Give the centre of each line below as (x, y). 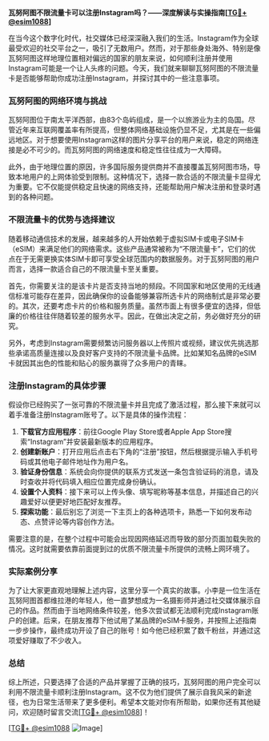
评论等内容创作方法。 (83, 522)
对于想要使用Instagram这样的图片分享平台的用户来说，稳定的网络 (144, 140)
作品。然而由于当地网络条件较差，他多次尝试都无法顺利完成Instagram (137, 610)
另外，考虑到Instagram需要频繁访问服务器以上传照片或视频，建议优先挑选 (130, 343)
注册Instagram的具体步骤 (57, 385)
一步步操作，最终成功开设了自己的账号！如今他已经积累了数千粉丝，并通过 (131, 630)
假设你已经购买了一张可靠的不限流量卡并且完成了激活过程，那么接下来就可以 (134, 405)
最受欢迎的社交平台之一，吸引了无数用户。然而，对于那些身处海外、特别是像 (134, 48)
